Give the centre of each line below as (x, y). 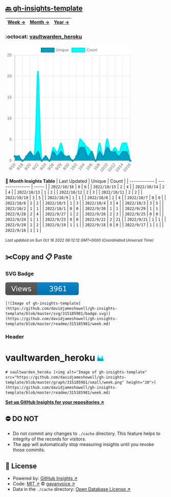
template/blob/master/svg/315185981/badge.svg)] (58, 314)
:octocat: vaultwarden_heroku (44, 36)
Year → (62, 22)
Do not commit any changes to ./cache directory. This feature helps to (87, 434)
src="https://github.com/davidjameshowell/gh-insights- (66, 377)
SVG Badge (20, 274)
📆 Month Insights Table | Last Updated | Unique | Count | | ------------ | (81, 181)
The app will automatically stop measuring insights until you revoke (83, 444)
